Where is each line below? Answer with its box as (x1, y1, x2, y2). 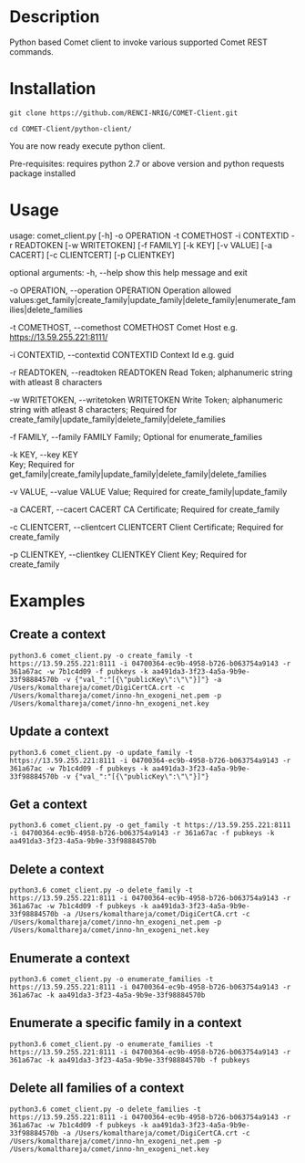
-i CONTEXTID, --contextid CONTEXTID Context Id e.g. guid (9, 349, 235, 360)
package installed (9, 167, 76, 179)
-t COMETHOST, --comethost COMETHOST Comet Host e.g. (9, 321, 239, 332)
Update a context (9, 724, 109, 739)
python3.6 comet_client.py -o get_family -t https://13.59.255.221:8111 (9, 821, 291, 830)
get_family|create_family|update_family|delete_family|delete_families (9, 468, 267, 479)
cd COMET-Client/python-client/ (9, 124, 132, 133)
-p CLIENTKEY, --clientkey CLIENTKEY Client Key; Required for (9, 549, 248, 560)
